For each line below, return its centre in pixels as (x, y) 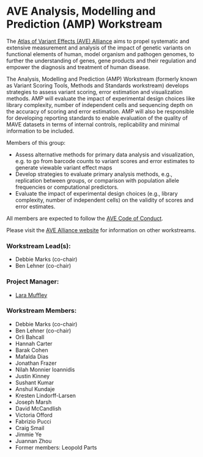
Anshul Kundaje (35, 389)
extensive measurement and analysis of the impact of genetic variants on (99, 48)
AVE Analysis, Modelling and (81, 11)
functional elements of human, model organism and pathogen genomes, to (100, 54)
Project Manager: (33, 282)
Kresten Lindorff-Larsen (46, 395)
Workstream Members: (42, 311)
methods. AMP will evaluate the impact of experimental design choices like (101, 98)
